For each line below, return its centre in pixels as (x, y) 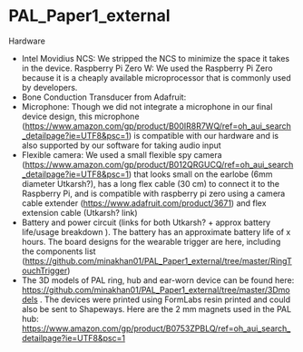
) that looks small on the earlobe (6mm (200, 174)
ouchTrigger (44, 270)
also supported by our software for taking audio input (121, 145)
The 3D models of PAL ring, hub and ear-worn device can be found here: (158, 280)
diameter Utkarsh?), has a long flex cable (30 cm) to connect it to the (151, 183)
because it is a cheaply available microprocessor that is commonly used (156, 77)
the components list (59, 251)
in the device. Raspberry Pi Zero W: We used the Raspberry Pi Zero (147, 68)
